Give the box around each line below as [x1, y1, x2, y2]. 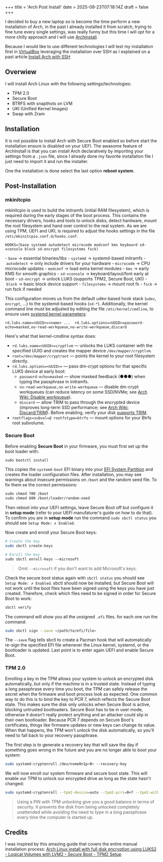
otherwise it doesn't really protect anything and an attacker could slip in [5, 712, 148, 717]
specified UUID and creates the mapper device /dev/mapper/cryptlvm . [12, 348, 152, 354]
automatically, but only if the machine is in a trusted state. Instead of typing [5, 680, 155, 686]
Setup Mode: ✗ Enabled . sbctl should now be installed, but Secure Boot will [5, 580, 154, 586]
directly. [12, 358, 29, 364]
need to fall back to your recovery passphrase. [5, 732, 98, 738]
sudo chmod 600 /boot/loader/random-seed [5, 496, 90, 501]
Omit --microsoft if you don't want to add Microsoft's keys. [18, 565, 137, 571]
